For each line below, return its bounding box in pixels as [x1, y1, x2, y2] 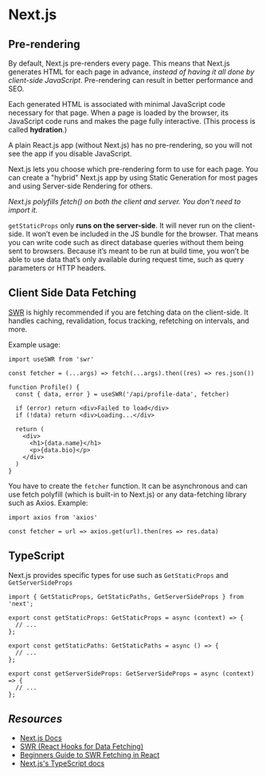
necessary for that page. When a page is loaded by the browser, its [8, 108, 229, 117]
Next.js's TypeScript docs [19, 758, 105, 768]
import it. [8, 205, 38, 215]
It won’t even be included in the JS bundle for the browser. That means [25, 229, 259, 239]
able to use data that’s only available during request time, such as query [8, 255, 244, 264]
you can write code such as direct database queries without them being [8, 238, 244, 247]
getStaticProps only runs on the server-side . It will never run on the [8, 221, 233, 230]
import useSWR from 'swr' [8, 355, 94, 363]
